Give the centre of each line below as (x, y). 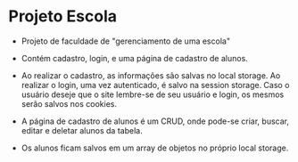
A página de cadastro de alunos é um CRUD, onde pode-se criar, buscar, (155, 121)
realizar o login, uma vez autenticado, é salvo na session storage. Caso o (155, 85)
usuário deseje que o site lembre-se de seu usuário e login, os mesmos (153, 94)
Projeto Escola (63, 16)
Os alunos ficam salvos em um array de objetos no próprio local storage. (155, 148)
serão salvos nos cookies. (69, 103)
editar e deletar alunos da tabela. (82, 130)
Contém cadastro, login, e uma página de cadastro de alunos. (135, 58)
